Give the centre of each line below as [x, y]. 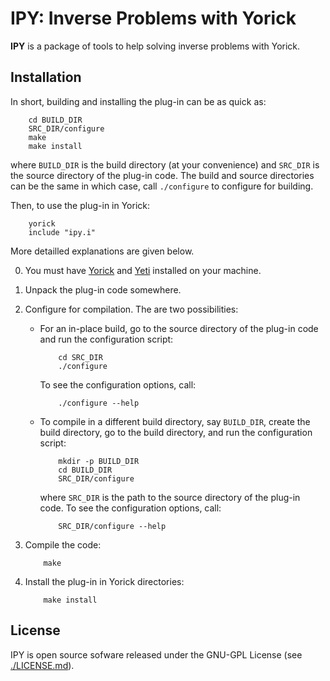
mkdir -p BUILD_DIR [99, 461]
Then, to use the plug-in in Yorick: [80, 205]
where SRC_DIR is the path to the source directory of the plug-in [170, 497]
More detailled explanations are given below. [102, 251]
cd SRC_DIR [80, 357]
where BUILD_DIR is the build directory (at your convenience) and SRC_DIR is [165, 164]
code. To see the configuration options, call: [130, 508]
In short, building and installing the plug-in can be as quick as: [138, 101]
